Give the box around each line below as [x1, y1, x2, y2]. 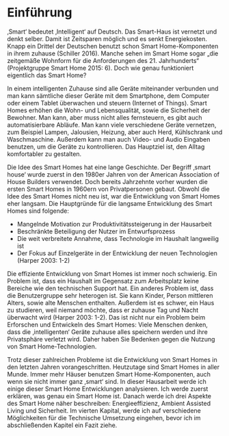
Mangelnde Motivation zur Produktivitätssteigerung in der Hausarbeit [16, 220, 212, 228]
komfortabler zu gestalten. [7, 149, 82, 158]
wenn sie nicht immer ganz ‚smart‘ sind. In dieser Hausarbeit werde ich [7, 377, 206, 385]
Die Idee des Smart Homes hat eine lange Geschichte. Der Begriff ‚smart [7, 163, 211, 171]
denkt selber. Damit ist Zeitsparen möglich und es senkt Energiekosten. [7, 34, 207, 42]
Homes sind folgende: [7, 207, 70, 215]
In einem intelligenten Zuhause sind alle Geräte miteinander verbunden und [7, 84, 219, 92]
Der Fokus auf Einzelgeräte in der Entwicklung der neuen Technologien [16, 248, 217, 257]
